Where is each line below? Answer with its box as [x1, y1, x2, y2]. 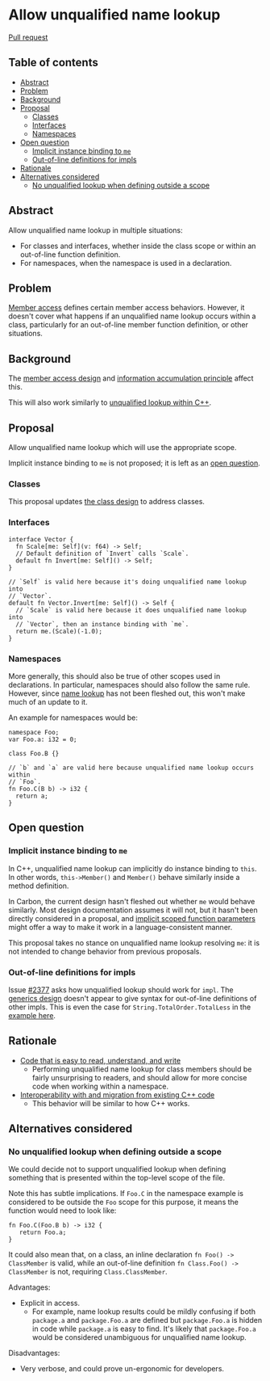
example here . [8, 1010, 56, 1020]
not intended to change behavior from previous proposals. [8, 946, 201, 956]
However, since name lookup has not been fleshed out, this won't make [8, 688, 246, 698]
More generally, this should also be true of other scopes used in [8, 671, 221, 680]
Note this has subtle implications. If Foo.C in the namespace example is [8, 1189, 244, 1198]
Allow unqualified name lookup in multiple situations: [8, 225, 183, 235]
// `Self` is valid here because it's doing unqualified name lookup [8, 578, 247, 586]
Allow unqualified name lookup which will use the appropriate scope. [8, 443, 237, 452]
